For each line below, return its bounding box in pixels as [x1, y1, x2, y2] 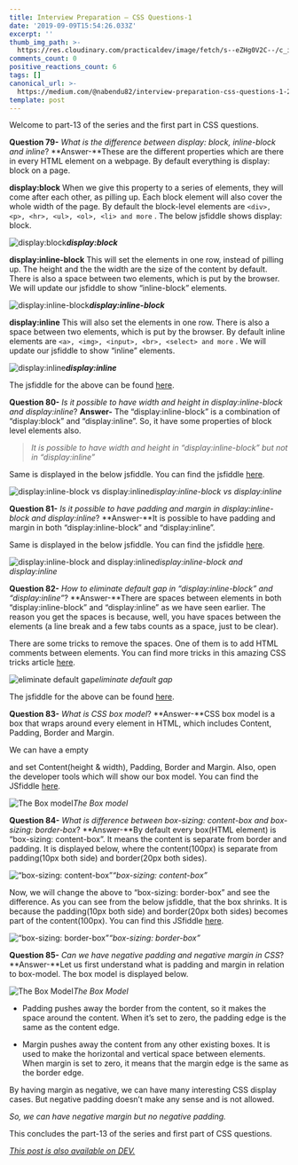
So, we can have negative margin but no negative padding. [9, 1111, 226, 1122]
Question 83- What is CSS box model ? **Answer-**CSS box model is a [9, 709, 276, 720]
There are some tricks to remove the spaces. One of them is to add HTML [9, 638, 278, 649]
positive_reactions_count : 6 [9, 63, 117, 72]
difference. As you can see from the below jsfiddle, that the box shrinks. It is [9, 897, 288, 908]
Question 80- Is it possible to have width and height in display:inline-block [9, 397, 284, 408]
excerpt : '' [9, 29, 53, 38]
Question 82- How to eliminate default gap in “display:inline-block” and [9, 583, 273, 594]
